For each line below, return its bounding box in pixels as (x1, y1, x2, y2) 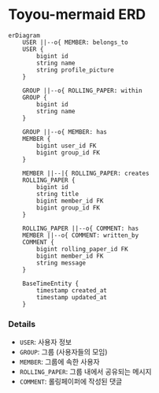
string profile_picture (36, 65, 114, 74)
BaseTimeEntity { (22, 280, 79, 287)
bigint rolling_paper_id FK (36, 245, 128, 253)
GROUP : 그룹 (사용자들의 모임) (19, 347, 108, 357)
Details (8, 318, 36, 329)
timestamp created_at (36, 286, 108, 295)
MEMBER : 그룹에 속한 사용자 (19, 357, 100, 367)
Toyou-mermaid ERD (8, 6, 146, 24)
